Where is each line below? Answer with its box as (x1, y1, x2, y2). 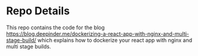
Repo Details (6, 4, 70, 18)
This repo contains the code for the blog (6, 24, 105, 31)
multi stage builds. (6, 43, 52, 50)
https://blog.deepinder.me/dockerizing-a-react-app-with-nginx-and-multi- (6, 30, 189, 37)
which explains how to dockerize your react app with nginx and (37, 36, 193, 43)
